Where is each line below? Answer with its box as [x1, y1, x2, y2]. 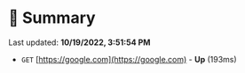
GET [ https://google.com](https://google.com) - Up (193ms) [20, 54, 237, 64]
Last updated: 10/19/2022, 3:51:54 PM [8, 37, 151, 47]
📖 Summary [8, 8, 96, 28]
